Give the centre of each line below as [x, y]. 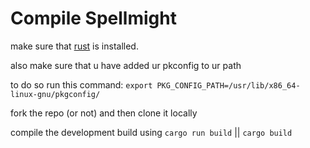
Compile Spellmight [93, 18]
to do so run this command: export [81, 84]
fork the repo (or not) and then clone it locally [104, 113]
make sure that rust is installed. [74, 46]
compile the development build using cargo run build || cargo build [151, 132]
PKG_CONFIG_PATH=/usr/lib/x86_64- [228, 85]
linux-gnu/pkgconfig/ [55, 94]
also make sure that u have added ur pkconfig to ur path [126, 65]
